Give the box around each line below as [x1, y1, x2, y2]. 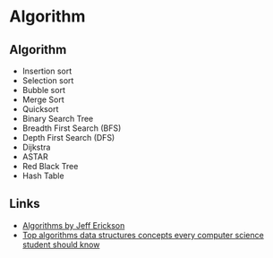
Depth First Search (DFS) [21, 133, 115, 142]
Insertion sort [21, 65, 73, 76]
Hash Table [21, 170, 64, 181]
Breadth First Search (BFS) [21, 123, 122, 133]
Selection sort [21, 75, 74, 86]
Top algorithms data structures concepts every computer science [21, 229, 264, 240]
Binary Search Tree [21, 114, 94, 124]
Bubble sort [21, 85, 65, 95]
